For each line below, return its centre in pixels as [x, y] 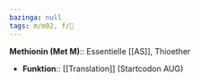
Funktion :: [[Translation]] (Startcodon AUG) [103, 69]
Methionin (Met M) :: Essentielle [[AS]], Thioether [100, 51]
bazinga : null [36, 17]
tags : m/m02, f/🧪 [42, 26]
